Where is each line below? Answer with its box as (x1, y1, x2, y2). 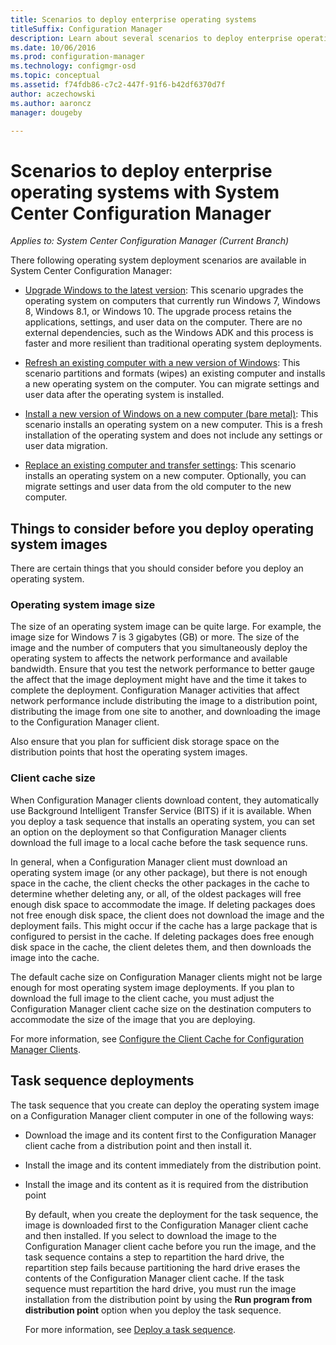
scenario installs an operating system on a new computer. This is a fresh (24, 419, 323, 431)
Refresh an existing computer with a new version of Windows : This (24, 357, 301, 369)
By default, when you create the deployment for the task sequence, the (24, 1208, 319, 1220)
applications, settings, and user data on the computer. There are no (24, 316, 303, 328)
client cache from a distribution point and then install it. (24, 1139, 252, 1151)
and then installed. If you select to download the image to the (24, 1229, 277, 1241)
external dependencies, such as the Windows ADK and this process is (24, 327, 314, 339)
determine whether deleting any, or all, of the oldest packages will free (10, 887, 302, 900)
